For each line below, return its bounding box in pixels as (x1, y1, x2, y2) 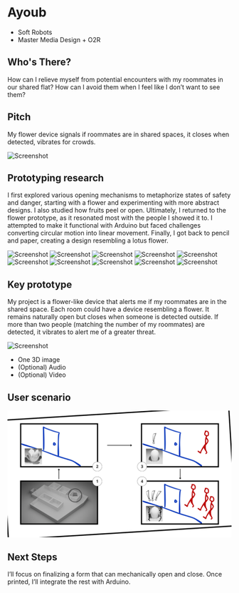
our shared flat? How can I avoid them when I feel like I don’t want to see (7, 83, 221, 91)
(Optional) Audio (17, 363, 66, 372)
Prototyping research (7, 172, 105, 184)
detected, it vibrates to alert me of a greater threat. (7, 328, 156, 336)
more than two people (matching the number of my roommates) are (7, 320, 205, 329)
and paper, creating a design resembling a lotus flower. (7, 236, 169, 245)
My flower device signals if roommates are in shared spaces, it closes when (7, 130, 230, 138)
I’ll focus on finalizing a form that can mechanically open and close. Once (7, 570, 223, 579)
